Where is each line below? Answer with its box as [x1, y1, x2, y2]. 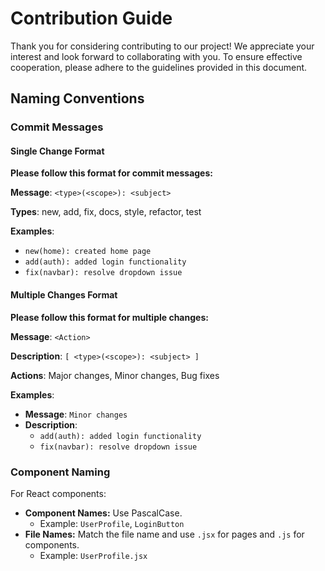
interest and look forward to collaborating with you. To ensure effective [10, 50, 303, 62]
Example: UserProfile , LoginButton [39, 517, 185, 529]
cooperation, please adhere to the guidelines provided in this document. [10, 61, 308, 73]
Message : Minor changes [24, 408, 128, 420]
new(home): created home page [24, 247, 152, 257]
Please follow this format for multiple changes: [10, 311, 209, 323]
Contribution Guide [10, 7, 173, 30]
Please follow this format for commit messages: [10, 167, 213, 179]
